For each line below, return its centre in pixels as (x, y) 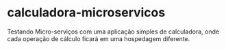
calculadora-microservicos (86, 13)
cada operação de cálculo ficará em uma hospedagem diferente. (99, 38)
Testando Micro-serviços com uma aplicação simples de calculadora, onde (113, 32)
